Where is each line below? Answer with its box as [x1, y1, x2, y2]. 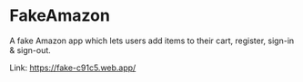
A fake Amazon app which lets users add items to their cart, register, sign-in [9, 35, 295, 46]
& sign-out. [9, 44, 52, 55]
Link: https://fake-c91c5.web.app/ [9, 62, 136, 73]
